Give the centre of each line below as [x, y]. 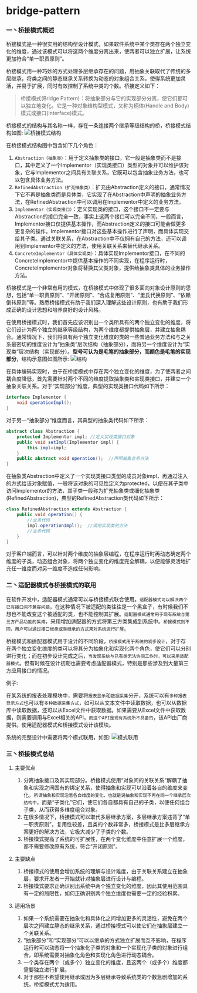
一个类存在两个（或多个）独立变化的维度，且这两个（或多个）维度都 [106, 962]
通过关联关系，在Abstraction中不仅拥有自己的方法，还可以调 [113, 238]
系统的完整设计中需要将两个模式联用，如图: [58, 737]
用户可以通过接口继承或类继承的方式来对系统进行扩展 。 [72, 628]
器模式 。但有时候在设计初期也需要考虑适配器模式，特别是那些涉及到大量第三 [97, 663]
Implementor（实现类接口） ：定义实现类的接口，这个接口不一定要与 [92, 209]
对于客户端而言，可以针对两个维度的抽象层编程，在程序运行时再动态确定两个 [98, 554]
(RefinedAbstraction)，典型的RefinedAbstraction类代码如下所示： [85, 498]
